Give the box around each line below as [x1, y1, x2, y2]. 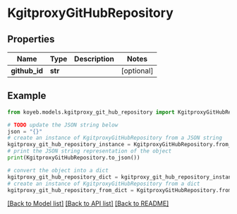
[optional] [121, 66, 154, 76]
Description [73, 54, 115, 64]
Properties [7, 33, 55, 45]
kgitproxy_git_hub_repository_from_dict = [7, 186, 134, 194]
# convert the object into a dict [7, 167, 109, 174]
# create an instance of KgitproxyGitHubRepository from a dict [7, 180, 200, 187]
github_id [11, 66, 44, 76]
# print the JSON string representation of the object [7, 148, 172, 155]
